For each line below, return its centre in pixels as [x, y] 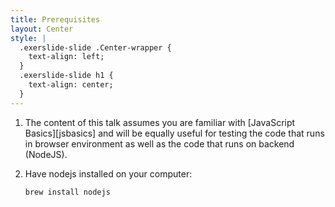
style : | [28, 38]
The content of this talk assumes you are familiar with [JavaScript [160, 122]
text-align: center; [71, 85]
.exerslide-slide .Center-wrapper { [95, 47]
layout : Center [42, 29]
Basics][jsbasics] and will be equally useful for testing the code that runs [174, 133]
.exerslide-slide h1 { [66, 76]
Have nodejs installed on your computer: [108, 173]
